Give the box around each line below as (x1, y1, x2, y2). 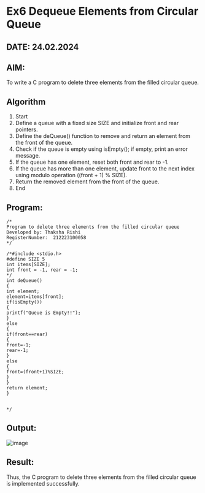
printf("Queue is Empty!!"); (6, 310, 81, 316)
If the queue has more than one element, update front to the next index (15, 165, 195, 172)
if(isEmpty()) (6, 299, 43, 305)
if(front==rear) (6, 331, 48, 338)
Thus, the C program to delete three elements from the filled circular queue (6, 473, 196, 481)
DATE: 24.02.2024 (6, 42, 79, 52)
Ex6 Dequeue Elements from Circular (6, 4, 199, 18)
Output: (6, 423, 37, 434)
